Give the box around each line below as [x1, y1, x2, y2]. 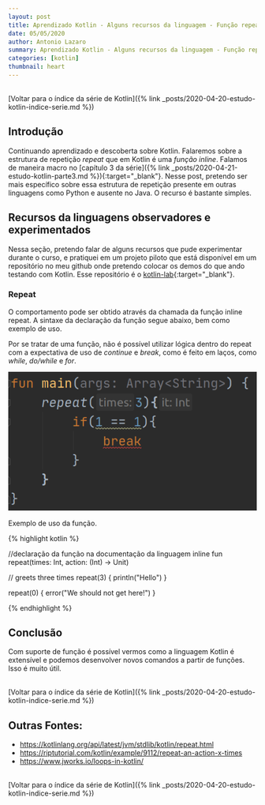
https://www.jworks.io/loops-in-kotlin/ [19, 757, 144, 766]
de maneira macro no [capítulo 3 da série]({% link [8, 163, 170, 172]
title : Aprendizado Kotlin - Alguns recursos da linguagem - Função [8, 21, 238, 29]
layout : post [8, 13, 51, 21]
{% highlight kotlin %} [8, 533, 80, 543]
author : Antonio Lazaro [8, 38, 87, 46]
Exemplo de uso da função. [8, 518, 97, 528]
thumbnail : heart [8, 63, 65, 71]
